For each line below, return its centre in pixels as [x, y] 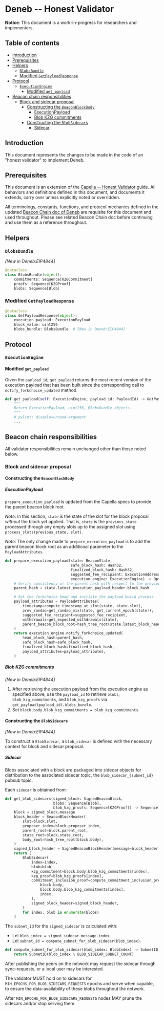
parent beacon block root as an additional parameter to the [64, 547]
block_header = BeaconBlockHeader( [50, 817]
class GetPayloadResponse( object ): [41, 316]
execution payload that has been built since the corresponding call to [75, 385]
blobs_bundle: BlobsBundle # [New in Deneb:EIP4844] [70, 329]
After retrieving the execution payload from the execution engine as [80, 689]
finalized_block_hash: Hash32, [102, 570]
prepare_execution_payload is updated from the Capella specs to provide [78, 502]
